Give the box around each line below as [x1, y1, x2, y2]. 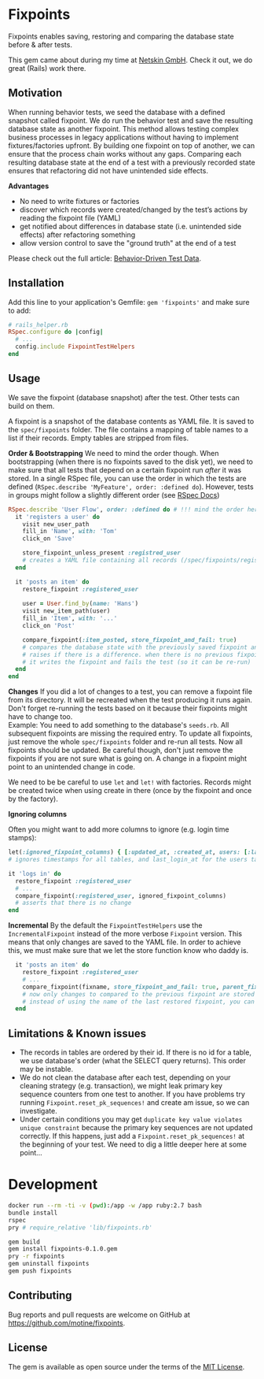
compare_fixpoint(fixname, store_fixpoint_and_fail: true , [22, 983, 220, 991]
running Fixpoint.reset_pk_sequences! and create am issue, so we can [19, 1098, 250, 1107]
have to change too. [8, 712, 73, 721]
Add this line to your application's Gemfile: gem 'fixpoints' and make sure [8, 297, 250, 306]
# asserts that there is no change [15, 899, 132, 907]
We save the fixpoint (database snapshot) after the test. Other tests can [8, 392, 240, 402]
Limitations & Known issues [8, 1026, 147, 1040]
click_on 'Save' [22, 535, 76, 543]
